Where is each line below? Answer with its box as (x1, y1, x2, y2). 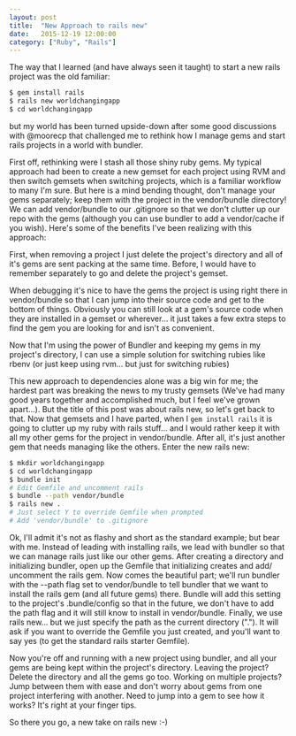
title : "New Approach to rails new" (9, 21, 148, 30)
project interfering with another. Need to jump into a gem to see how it (9, 690, 265, 701)
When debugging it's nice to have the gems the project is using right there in (9, 285, 288, 295)
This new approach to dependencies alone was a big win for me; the (9, 375, 259, 386)
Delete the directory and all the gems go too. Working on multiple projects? (9, 671, 283, 682)
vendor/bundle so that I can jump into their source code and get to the (9, 294, 265, 305)
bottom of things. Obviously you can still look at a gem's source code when (9, 303, 284, 314)
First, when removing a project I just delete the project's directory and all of (9, 249, 284, 259)
